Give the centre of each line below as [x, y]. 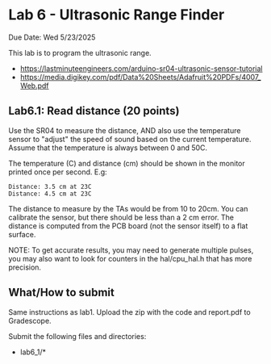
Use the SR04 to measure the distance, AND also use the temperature [125, 130]
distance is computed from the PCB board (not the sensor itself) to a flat [128, 226]
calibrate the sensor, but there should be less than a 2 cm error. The [121, 217]
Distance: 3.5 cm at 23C [50, 186]
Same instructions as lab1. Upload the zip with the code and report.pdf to [130, 312]
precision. [25, 267]
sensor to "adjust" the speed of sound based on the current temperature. [130, 139]
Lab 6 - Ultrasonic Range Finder [117, 15]
